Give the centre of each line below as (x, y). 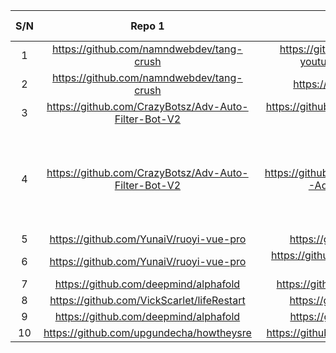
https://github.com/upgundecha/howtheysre (147, 332)
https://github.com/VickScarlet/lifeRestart (147, 300)
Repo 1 (147, 26)
